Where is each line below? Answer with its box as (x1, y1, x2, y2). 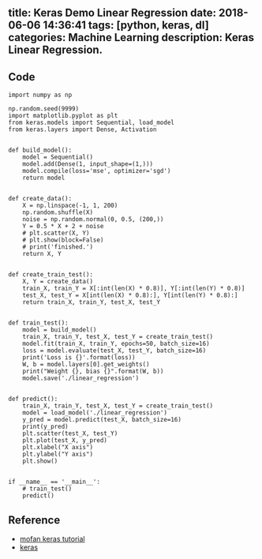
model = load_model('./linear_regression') (22, 409, 168, 417)
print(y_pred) (22, 422, 69, 431)
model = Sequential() (22, 153, 93, 161)
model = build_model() (22, 326, 97, 334)
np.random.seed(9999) (8, 105, 80, 113)
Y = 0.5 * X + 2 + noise (22, 223, 104, 231)
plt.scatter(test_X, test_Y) (22, 430, 118, 437)
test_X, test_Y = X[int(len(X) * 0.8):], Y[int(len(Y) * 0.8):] (22, 291, 238, 299)
